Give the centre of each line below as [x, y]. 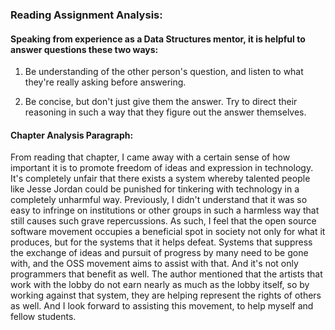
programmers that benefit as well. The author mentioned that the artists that [166, 274]
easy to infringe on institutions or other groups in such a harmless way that [165, 210]
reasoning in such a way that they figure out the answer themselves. [165, 112]
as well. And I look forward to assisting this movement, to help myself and [162, 306]
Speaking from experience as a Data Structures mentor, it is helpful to [158, 39]
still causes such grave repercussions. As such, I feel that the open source [163, 221]
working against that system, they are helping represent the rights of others [166, 295]
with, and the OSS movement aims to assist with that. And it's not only [154, 264]
